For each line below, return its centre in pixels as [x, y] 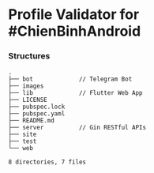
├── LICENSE [28, 100]
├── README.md [32, 121]
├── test [23, 141]
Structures [29, 56]
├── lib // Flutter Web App [76, 93]
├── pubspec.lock [37, 107]
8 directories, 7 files [47, 162]
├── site [23, 135]
